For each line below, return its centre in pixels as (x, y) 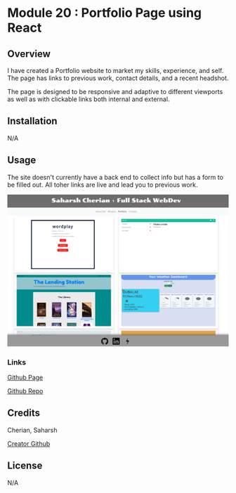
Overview (29, 54)
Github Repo (25, 390)
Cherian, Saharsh (32, 430)
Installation (32, 121)
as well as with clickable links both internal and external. (88, 99)
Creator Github (29, 443)
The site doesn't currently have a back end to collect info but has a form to (115, 177)
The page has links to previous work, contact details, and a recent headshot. (118, 78)
